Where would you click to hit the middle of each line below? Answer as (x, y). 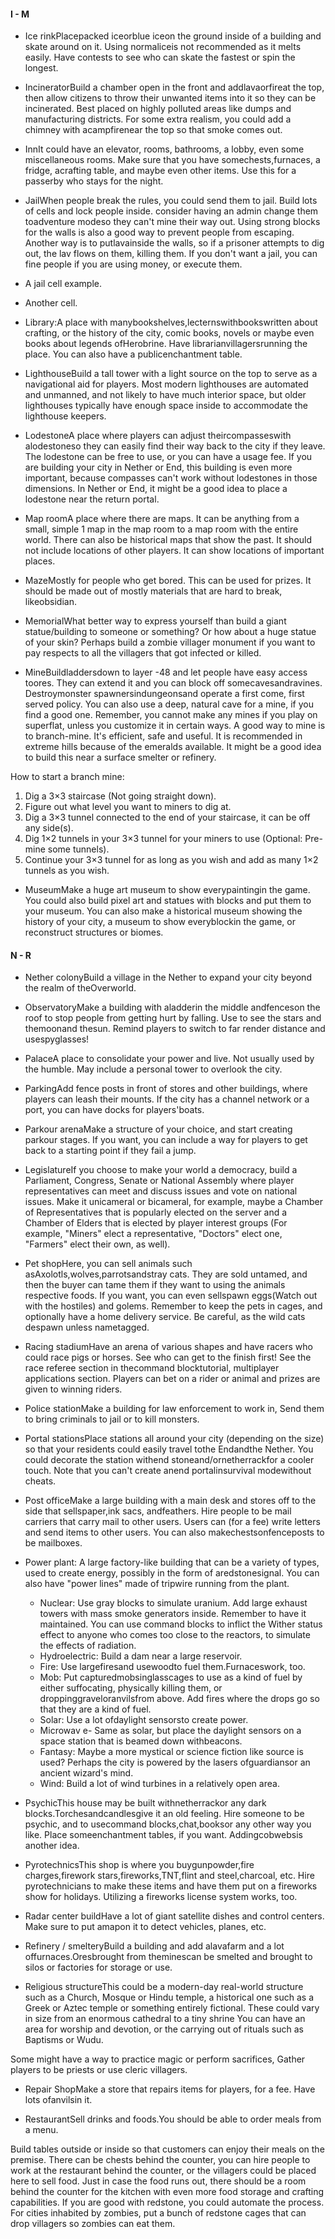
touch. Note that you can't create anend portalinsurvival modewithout (168, 1471)
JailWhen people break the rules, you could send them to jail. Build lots (171, 201)
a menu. (41, 2130)
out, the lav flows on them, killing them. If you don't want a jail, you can (171, 254)
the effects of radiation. (88, 1646)
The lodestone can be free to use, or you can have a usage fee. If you (168, 457)
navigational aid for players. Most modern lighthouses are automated (166, 384)
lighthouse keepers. (65, 416)
